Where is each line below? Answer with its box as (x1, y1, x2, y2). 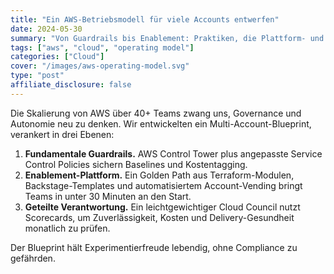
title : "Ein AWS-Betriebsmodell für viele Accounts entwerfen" (10, 14, 280, 25)
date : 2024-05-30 (10, 24, 83, 34)
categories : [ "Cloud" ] (10, 52, 105, 62)
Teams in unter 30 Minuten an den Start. (24, 190, 192, 202)
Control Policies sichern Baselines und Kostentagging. (24, 158, 248, 170)
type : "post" (10, 71, 65, 81)
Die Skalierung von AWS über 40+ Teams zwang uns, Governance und (10, 107, 302, 119)
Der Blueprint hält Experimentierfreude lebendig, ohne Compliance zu (10, 241, 298, 253)
